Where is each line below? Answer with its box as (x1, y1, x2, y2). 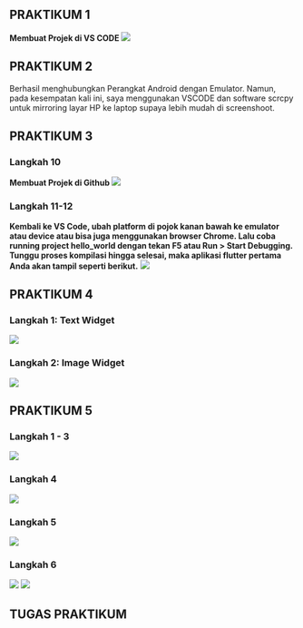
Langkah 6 (9, 558, 57, 571)
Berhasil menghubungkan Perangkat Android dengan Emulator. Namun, (9, 83, 277, 93)
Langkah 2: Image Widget (9, 357, 125, 369)
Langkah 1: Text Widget (9, 313, 115, 326)
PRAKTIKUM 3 (9, 129, 93, 144)
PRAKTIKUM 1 (9, 7, 91, 23)
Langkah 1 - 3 (9, 430, 70, 443)
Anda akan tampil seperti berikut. (9, 260, 139, 271)
